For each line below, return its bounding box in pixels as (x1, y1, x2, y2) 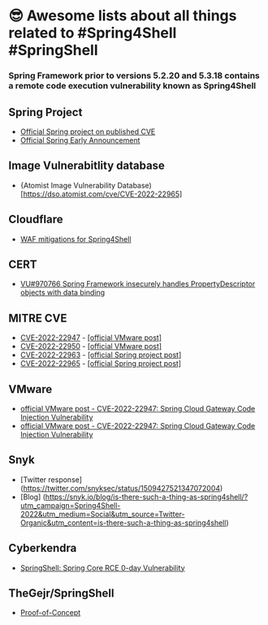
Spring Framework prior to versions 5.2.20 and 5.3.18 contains (8, 70, 260, 81)
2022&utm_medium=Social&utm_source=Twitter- (19, 509, 185, 519)
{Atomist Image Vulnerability (19, 180, 116, 190)
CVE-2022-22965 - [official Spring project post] (19, 359, 181, 369)
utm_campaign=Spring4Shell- (19, 500, 121, 510)
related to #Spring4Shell (8, 24, 177, 42)
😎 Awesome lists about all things (8, 6, 237, 25)
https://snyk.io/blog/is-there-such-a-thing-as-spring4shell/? (45, 492, 249, 502)
